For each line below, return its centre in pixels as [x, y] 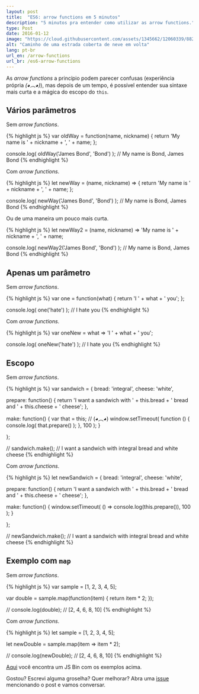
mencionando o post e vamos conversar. [56, 685]
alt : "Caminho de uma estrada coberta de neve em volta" [78, 45]
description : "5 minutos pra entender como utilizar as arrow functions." [100, 23]
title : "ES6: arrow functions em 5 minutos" [63, 17]
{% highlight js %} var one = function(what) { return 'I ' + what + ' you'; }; [95, 298]
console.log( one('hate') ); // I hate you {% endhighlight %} [78, 310]
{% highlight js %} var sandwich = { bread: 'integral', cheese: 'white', [90, 388]
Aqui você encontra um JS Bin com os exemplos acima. [74, 667]
